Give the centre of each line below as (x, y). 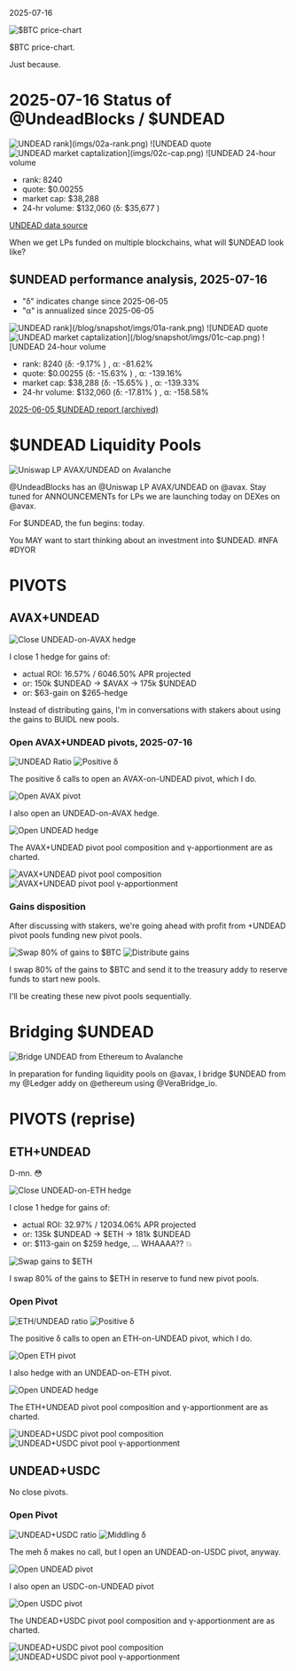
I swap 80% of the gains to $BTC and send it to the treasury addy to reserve (148, 970)
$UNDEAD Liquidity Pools (105, 445)
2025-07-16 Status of (90, 100)
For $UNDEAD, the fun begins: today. (77, 523)
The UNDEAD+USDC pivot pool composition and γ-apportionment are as (142, 1620)
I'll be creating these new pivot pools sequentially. (101, 997)
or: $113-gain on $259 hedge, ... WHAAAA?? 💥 (107, 1244)
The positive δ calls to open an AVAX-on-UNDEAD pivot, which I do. (133, 778)
